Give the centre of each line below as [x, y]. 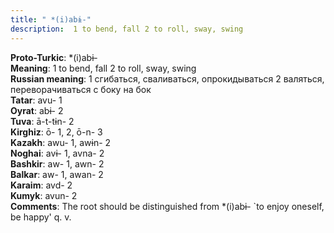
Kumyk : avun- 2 [44, 195]
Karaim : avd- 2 [41, 185]
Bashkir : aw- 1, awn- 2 [57, 163]
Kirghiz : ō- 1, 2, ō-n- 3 [56, 132]
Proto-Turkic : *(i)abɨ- [54, 57]
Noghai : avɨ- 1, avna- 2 [57, 153]
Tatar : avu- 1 [36, 100]
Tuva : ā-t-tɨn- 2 [42, 121]
